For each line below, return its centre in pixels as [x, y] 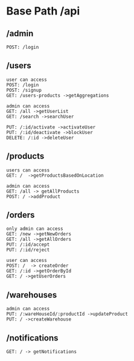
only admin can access [35, 229]
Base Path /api [43, 11]
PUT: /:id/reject [28, 250]
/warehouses [32, 295]
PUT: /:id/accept [28, 245]
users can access [28, 170]
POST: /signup [24, 90]
